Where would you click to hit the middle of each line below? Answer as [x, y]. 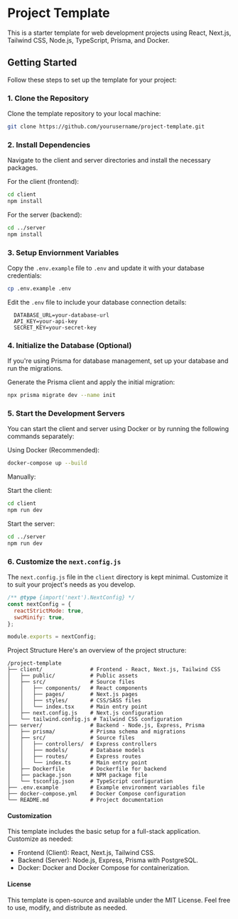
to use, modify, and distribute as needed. [67, 908]
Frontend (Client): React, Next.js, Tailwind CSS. [86, 853]
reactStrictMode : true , [49, 611]
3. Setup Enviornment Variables [63, 252]
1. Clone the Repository [48, 98]
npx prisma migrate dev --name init [61, 396]
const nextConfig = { [39, 604]
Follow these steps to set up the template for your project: [92, 80]
